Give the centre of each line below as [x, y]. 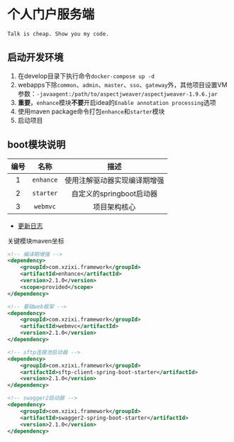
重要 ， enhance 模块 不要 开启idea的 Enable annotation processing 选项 [117, 102]
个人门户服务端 [51, 15]
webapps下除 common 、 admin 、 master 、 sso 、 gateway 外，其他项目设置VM [122, 84]
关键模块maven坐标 [36, 241]
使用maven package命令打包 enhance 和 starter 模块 [91, 111]
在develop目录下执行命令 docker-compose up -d [86, 76]
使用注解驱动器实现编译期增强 [115, 180]
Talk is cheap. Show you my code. [58, 34]
